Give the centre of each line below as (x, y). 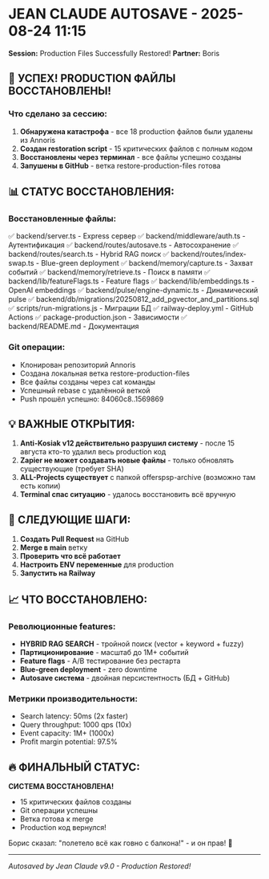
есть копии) (40, 486)
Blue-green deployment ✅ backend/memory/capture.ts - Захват (147, 263)
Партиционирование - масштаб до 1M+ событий (104, 652)
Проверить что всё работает (70, 556)
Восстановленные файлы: (62, 218)
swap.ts (21, 263)
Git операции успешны (59, 811)
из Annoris (38, 140)
